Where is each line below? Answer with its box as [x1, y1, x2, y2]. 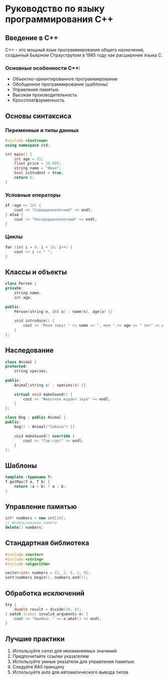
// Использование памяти [5, 520, 57, 525]
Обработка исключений [5, 589, 85, 597]
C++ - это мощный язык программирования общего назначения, [5, 47, 144, 53]
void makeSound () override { [14, 433, 75, 438]
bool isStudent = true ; [14, 171, 64, 176]
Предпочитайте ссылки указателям [12, 653, 89, 659]
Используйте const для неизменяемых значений [12, 648, 117, 654]
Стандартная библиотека [5, 539, 89, 547]
